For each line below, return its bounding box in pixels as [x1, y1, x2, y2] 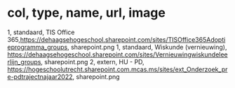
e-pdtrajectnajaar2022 [7, 72, 73, 81]
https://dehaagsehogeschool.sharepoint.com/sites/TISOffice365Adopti [20, 35, 226, 43]
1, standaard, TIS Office [7, 28, 75, 36]
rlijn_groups [7, 57, 41, 66]
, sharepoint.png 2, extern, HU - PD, [41, 57, 145, 66]
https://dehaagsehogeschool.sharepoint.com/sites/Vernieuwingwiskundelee [7, 50, 228, 59]
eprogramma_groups [7, 43, 68, 51]
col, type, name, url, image [7, 5, 166, 21]
